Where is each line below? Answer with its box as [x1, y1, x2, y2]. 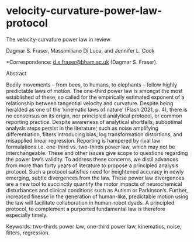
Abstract [6, 70, 27, 77]
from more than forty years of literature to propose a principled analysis [6, 162, 179, 169]
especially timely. [6, 212, 48, 219]
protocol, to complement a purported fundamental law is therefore [6, 205, 165, 212]
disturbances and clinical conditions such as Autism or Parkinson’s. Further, [6, 186, 188, 193]
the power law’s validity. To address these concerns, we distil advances [6, 155, 178, 163]
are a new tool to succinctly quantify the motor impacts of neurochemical [6, 180, 182, 188]
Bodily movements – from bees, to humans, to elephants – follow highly [6, 81, 178, 88]
